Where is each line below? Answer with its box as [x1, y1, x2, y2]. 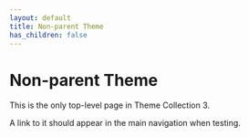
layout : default [9, 13, 71, 23]
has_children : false [9, 30, 88, 39]
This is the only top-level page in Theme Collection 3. [9, 100, 211, 111]
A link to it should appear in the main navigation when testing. [9, 118, 242, 129]
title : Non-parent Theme [9, 22, 104, 31]
